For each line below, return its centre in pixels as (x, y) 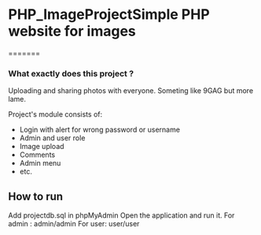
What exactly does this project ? (71, 73)
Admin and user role (52, 138)
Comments (37, 155)
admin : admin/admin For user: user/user (74, 224)
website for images (72, 31)
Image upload (42, 147)
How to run (36, 196)
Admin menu (40, 163)
